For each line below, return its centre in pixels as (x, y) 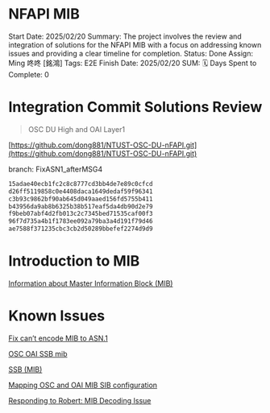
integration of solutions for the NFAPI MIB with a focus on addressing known (135, 44)
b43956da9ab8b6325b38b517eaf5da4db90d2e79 (81, 206)
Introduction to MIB (74, 261)
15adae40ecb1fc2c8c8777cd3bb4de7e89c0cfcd (81, 184)
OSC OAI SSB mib (38, 353)
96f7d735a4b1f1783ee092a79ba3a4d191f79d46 (81, 221)
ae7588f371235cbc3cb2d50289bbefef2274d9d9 (81, 229)
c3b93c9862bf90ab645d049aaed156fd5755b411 (81, 199)
